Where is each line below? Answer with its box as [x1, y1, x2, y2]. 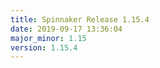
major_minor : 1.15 [10, 33, 87, 43]
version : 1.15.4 [10, 42, 78, 53]
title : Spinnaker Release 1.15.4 [10, 14, 150, 25]
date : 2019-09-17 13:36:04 [10, 24, 123, 34]
